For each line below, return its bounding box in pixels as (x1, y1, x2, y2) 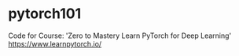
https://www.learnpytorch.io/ (8, 39, 102, 48)
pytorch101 (8, 5, 82, 23)
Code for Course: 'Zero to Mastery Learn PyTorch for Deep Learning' (8, 31, 232, 40)
